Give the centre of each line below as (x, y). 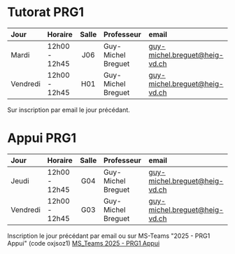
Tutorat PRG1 (45, 12)
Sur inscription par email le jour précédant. (69, 110)
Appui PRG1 (42, 138)
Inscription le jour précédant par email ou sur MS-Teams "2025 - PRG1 (109, 236)
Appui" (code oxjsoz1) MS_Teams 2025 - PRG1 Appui (84, 243)
